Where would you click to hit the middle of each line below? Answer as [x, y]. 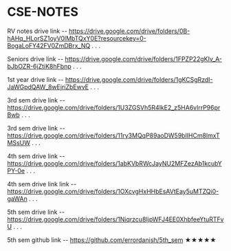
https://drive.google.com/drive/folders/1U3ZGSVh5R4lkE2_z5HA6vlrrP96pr [114, 107]
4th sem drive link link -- [42, 184]
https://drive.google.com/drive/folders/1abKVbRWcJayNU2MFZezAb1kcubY [114, 163]
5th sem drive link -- [36, 212]
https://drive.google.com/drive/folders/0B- [129, 31]
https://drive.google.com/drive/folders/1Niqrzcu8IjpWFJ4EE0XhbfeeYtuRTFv [115, 219]
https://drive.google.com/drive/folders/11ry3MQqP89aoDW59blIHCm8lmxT [113, 135]
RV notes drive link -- [37, 31]
